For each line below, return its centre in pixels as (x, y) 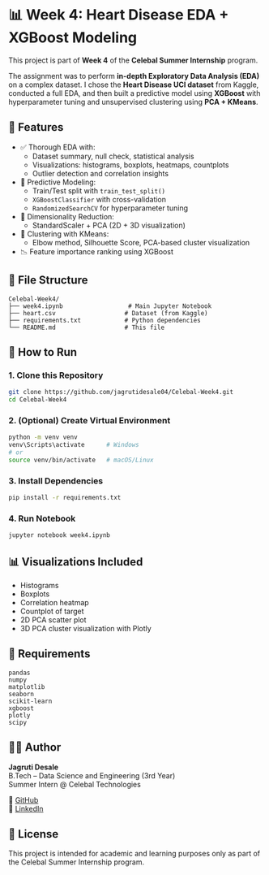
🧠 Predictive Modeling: (58, 182)
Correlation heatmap (54, 602)
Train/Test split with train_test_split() (99, 190)
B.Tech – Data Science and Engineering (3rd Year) (92, 775)
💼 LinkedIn (26, 808)
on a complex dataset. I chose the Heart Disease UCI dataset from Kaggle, (134, 84)
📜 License (34, 834)
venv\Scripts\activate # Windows (74, 445)
